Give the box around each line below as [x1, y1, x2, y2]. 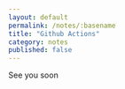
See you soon [8, 70, 59, 80]
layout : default [8, 12, 68, 22]
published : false [8, 46, 73, 55]
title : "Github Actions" [8, 29, 100, 38]
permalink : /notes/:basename [8, 21, 116, 30]
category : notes [8, 37, 68, 47]
